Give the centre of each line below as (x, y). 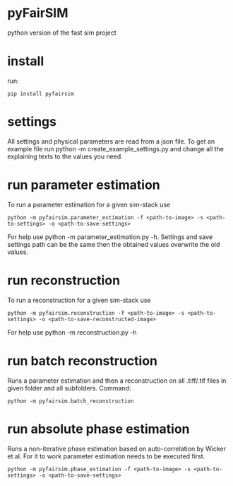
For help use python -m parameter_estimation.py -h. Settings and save (110, 237)
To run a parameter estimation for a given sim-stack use (89, 204)
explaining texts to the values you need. (65, 156)
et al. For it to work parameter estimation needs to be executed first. (106, 456)
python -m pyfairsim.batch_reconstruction (71, 401)
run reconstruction (64, 280)
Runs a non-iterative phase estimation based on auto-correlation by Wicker (116, 449)
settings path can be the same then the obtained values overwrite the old (114, 244)
